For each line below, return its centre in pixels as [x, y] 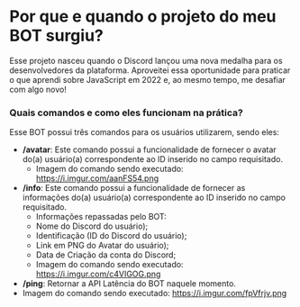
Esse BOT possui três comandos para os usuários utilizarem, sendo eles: [144, 132]
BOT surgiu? [56, 36]
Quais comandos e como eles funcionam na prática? [126, 113]
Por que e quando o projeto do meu [143, 17]
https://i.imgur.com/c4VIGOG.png [98, 274]
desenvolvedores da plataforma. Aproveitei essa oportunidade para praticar [150, 70]
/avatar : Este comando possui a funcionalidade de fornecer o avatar [149, 149]
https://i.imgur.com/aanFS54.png [97, 178]
